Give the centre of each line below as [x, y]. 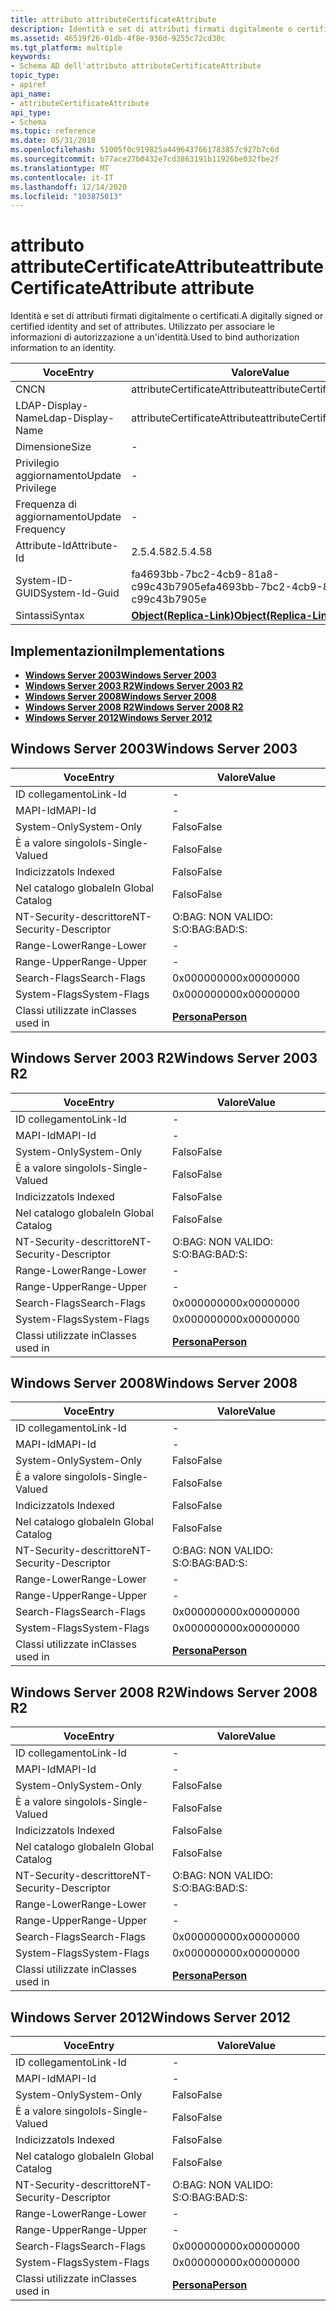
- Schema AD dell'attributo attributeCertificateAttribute [136, 66]
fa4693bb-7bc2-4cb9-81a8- [205, 574]
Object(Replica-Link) [183, 616]
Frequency [40, 529]
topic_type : [35, 76]
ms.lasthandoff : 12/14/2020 [69, 187]
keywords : [31, 57]
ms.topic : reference [53, 131]
